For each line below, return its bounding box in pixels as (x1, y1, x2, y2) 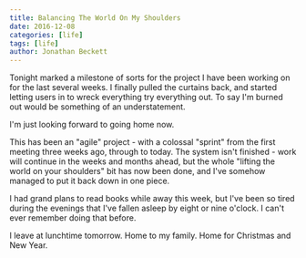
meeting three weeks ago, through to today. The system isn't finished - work (9, 147, 297, 158)
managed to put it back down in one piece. (9, 175, 170, 187)
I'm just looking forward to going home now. (9, 119, 175, 130)
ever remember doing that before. (9, 212, 137, 223)
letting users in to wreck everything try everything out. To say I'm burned (9, 92, 284, 103)
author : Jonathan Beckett (9, 47, 107, 57)
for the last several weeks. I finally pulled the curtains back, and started (9, 82, 278, 93)
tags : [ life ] (9, 38, 59, 48)
